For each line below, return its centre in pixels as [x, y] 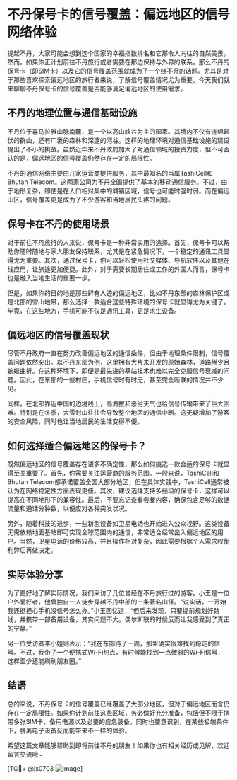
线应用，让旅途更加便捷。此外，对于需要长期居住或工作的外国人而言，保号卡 [119, 269]
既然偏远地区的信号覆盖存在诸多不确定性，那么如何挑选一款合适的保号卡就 [115, 464]
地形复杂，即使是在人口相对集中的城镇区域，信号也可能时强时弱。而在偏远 [121, 190]
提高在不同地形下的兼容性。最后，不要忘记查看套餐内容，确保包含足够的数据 [119, 500]
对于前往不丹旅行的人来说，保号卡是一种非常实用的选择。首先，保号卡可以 [115, 242]
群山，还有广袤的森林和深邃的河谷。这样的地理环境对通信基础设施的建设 [124, 140]
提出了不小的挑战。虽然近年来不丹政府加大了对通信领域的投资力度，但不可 [115, 149]
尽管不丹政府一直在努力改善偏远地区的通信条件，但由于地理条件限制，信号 [115, 353]
